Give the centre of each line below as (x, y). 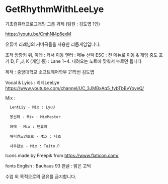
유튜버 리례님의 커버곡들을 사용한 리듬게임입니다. (53, 44)
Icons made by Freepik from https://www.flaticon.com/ (62, 155)
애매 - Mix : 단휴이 (29, 127)
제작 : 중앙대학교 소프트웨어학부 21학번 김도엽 (50, 72)
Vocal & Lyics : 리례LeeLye (32, 82)
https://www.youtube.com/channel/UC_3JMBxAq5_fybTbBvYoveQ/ (75, 88)
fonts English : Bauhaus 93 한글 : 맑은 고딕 (48, 166)
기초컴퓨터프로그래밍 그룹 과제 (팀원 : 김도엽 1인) (53, 24)
